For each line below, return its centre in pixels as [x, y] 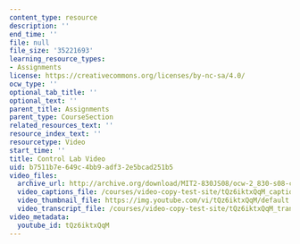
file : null [29, 42]
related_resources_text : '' [62, 126]
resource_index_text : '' [55, 134]
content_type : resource [54, 17]
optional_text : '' [43, 101]
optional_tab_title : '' [54, 92]
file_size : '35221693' [51, 51]
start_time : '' [37, 150]
